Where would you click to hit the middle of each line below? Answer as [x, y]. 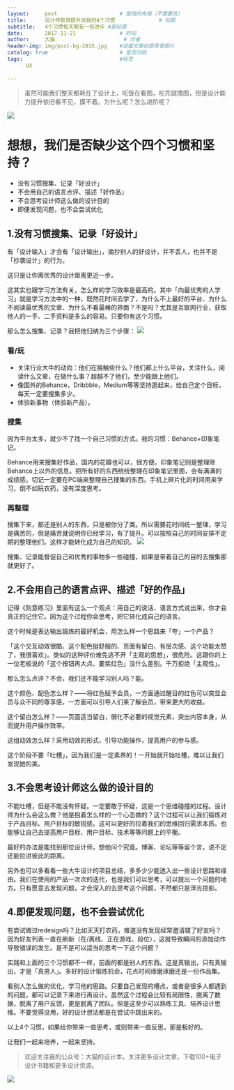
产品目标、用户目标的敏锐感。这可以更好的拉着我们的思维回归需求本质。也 [120, 823]
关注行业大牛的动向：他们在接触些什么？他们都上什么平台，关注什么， [118, 368]
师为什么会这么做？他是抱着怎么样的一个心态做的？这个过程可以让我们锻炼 [114, 815]
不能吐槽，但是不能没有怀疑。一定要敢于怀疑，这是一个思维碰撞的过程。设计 [117, 805]
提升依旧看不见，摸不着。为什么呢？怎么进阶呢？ [101, 101]
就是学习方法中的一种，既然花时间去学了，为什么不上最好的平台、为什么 [123, 299]
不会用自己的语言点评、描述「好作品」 [72, 192]
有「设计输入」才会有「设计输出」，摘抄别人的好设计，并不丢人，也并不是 [112, 252]
